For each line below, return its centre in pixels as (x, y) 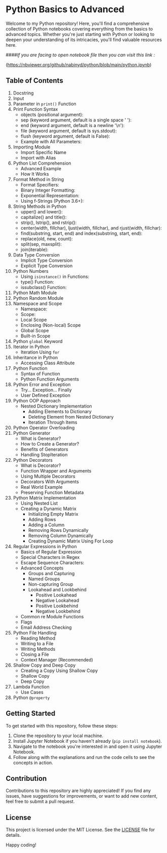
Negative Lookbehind (58, 611)
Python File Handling (35, 633)
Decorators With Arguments (50, 482)
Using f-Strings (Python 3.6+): (52, 201)
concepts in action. (33, 763)
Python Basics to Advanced (65, 9)
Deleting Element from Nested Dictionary (71, 417)
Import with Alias (38, 157)
